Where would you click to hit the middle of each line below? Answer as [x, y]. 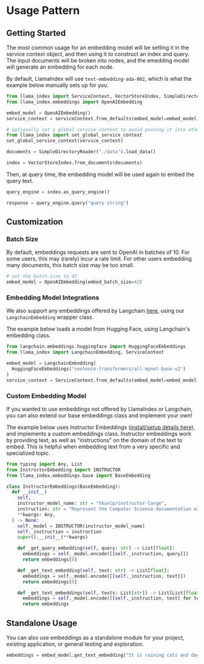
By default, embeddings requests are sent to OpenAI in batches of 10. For [98, 252]
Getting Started [36, 33]
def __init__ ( [29, 492]
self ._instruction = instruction [59, 532]
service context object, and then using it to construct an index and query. [98, 54]
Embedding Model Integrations [53, 297]
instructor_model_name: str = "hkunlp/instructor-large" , [92, 504]
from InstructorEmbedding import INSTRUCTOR [63, 470]
